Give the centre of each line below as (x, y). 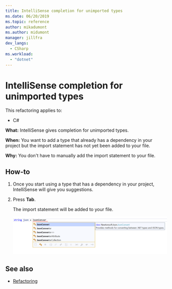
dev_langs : (17, 44)
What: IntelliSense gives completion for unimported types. (67, 130)
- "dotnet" (22, 59)
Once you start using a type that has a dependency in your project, (84, 184)
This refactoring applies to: (34, 111)
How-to (18, 172)
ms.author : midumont (27, 33)
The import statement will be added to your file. (63, 210)
